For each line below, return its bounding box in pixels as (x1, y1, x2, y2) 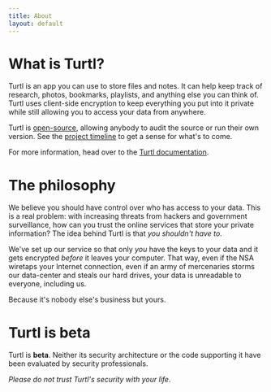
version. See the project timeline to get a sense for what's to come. (8, 132, 233, 142)
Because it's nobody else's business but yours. (8, 294, 166, 305)
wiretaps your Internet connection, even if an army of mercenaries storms (8, 262, 256, 272)
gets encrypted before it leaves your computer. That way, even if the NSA (8, 253, 254, 263)
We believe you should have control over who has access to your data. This (8, 203, 261, 212)
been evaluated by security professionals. (8, 359, 148, 368)
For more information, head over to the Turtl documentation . (8, 147, 209, 157)
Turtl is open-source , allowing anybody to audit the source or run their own (8, 123, 260, 133)
